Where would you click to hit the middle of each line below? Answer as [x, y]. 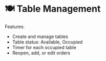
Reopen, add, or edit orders [41, 53]
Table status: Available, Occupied [47, 42]
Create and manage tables [40, 36]
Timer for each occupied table [44, 47]
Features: [15, 26]
